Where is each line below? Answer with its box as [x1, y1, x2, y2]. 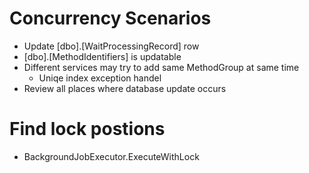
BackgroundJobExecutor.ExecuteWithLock [23, 150, 200, 162]
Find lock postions [9, 118, 166, 141]
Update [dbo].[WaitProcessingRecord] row [23, 40, 200, 52]
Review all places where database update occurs [23, 82, 227, 94]
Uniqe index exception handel [38, 72, 162, 84]
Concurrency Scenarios [9, 7, 212, 30]
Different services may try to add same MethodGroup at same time [23, 61, 300, 73]
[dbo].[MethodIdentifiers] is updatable [23, 50, 182, 62]
